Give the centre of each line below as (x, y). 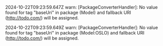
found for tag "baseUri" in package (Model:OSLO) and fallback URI (75, 33)
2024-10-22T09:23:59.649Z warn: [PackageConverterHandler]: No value (82, 27)
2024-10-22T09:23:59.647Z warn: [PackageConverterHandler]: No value (81, 7)
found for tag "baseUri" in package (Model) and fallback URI (68, 12)
